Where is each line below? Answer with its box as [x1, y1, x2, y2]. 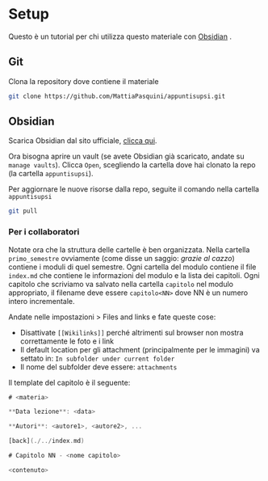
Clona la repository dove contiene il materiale [8, 76, 159, 86]
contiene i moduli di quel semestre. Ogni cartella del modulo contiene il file [8, 262, 257, 272]
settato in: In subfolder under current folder [19, 353, 175, 363]
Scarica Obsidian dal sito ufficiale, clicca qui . [8, 136, 157, 146]
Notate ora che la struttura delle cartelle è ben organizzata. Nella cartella [8, 244, 250, 255]
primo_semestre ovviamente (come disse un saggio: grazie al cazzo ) [8, 253, 236, 263]
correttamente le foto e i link [19, 336, 115, 346]
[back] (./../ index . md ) [8, 437, 85, 445]
